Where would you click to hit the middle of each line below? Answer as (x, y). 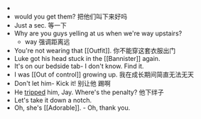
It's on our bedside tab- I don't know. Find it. (79, 66)
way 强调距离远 (47, 42)
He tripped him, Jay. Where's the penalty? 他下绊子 (89, 92)
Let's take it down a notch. (53, 100)
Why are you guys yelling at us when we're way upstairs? (98, 33)
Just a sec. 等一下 (40, 25)
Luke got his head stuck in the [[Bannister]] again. (87, 58)
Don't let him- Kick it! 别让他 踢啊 (63, 83)
